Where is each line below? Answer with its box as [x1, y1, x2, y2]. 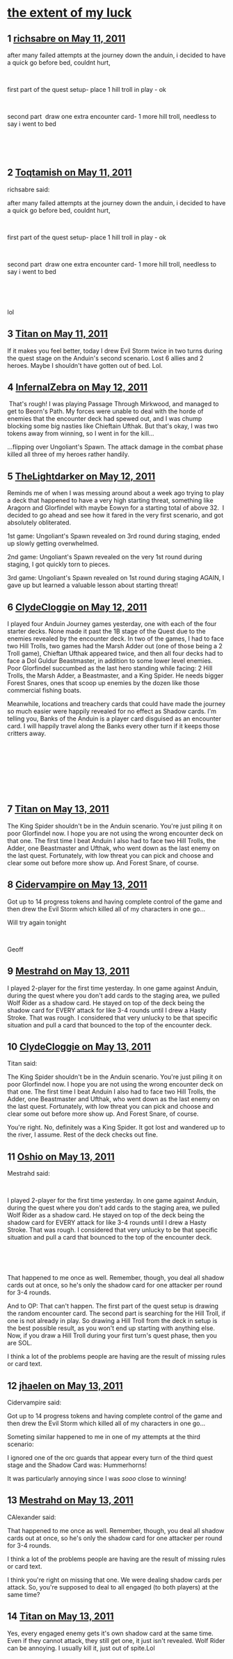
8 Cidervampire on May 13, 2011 [7, 879, 147, 891]
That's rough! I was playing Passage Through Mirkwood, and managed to [8, 400, 219, 408]
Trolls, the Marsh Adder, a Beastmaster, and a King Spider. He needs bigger [7, 671, 224, 680]
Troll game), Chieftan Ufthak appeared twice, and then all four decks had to [7, 649, 224, 658]
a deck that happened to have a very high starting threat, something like [7, 496, 214, 505]
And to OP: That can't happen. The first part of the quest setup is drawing [7, 1302, 219, 1311]
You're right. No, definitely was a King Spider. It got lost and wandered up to [7, 1123, 225, 1132]
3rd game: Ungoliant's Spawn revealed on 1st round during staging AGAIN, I [7, 574, 225, 582]
